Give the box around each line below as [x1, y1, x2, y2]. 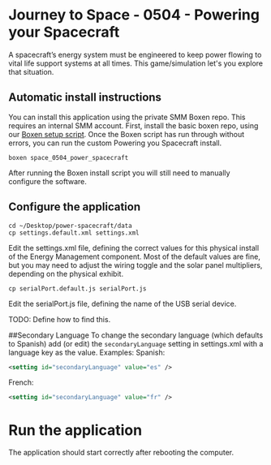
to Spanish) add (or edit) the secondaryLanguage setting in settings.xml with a [8, 338, 264, 348]
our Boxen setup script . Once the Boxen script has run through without [8, 129, 245, 139]
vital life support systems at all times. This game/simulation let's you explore [8, 58, 264, 68]
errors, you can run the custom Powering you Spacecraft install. [8, 138, 222, 148]
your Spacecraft [8, 23, 120, 41]
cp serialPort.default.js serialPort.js [8, 284, 148, 293]
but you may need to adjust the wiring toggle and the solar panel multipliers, [8, 260, 263, 269]
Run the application [8, 420, 143, 439]
